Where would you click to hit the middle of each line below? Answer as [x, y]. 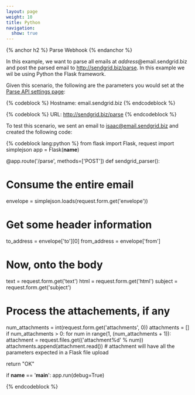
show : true [25, 34]
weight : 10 [19, 17]
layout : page [22, 11]
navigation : [20, 28]
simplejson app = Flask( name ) [43, 150]
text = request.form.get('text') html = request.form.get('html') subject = [92, 281]
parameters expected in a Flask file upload [57, 352]
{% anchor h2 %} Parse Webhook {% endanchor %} [69, 50]
